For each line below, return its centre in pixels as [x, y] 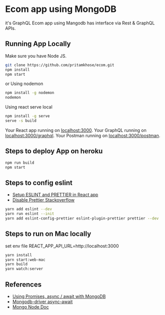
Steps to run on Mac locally [48, 234]
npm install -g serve [28, 116]
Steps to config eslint [39, 183]
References [23, 284]
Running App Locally [38, 44]
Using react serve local [29, 107]
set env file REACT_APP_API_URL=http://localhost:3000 [62, 246]
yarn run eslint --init [30, 214]
